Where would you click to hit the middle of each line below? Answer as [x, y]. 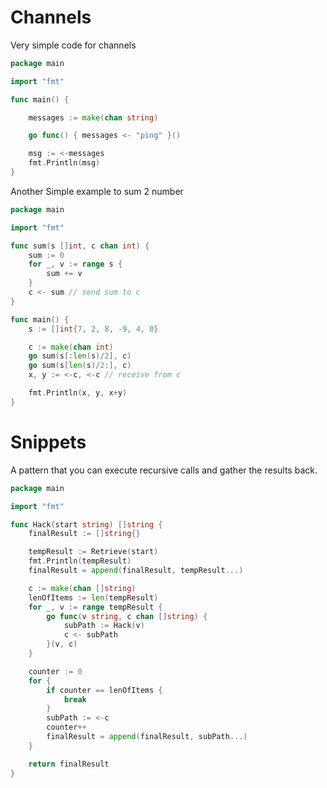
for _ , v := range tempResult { [95, 607]
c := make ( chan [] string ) [82, 588]
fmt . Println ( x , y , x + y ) [78, 393]
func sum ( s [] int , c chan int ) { [80, 246]
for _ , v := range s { [75, 264]
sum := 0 [46, 255]
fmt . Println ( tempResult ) [80, 561]
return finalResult [69, 764]
